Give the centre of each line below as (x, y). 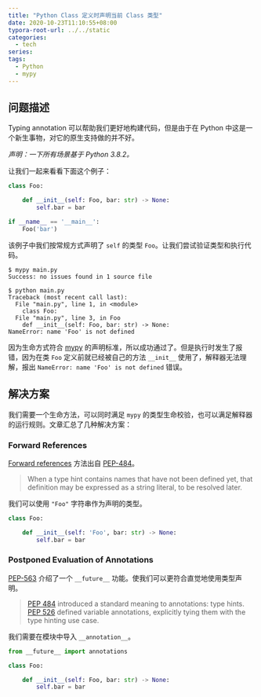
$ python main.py (36, 290)
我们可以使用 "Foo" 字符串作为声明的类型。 (77, 503)
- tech (26, 45)
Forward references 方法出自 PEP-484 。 (74, 463)
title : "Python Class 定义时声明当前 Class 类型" (85, 15)
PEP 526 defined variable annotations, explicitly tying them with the (136, 612)
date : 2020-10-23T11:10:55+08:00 (63, 23)
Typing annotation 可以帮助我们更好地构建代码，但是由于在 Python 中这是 (127, 128)
